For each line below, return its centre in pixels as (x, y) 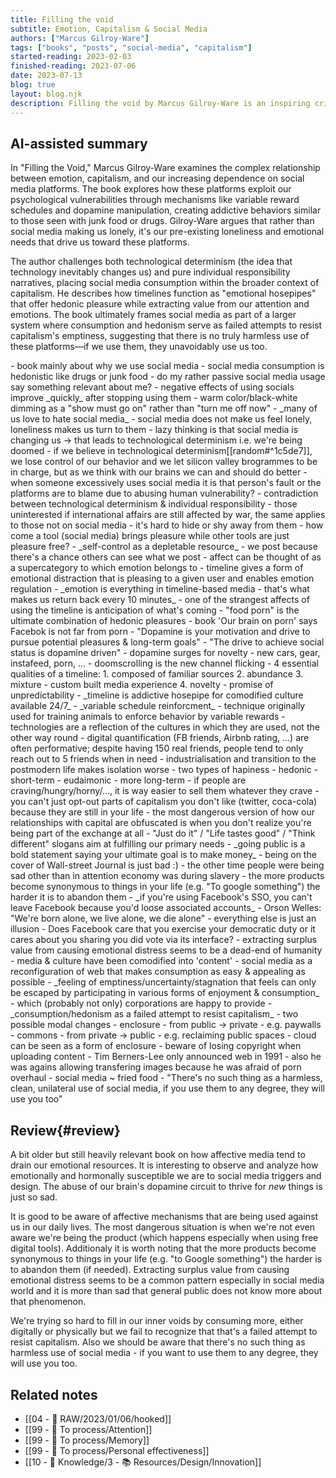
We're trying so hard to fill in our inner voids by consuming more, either (157, 1321)
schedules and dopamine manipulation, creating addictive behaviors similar (166, 210)
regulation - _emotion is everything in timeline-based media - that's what (160, 589)
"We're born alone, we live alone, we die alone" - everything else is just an (163, 918)
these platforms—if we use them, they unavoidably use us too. (139, 347)
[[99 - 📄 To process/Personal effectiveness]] (117, 1450)
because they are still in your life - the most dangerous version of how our (162, 812)
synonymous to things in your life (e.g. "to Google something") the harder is (166, 1259)
